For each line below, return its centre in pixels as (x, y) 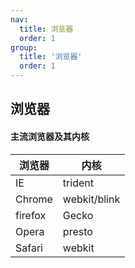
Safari (29, 248)
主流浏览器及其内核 (50, 136)
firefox (31, 215)
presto (77, 231)
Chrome (34, 199)
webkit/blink (91, 199)
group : (24, 47)
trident (78, 183)
